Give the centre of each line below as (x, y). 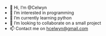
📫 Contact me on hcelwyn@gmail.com (49, 28)
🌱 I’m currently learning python (41, 18)
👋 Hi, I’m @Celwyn (28, 8)
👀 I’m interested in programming (42, 13)
